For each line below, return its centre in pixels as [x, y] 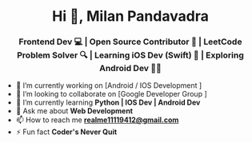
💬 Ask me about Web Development [74, 111]
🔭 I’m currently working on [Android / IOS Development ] [109, 85]
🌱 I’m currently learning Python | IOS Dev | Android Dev [108, 102]
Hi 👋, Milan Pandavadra [130, 16]
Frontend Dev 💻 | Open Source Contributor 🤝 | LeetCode [130, 42]
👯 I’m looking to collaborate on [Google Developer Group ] [112, 94]
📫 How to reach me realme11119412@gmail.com [97, 120]
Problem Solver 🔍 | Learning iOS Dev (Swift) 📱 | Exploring [130, 55]
